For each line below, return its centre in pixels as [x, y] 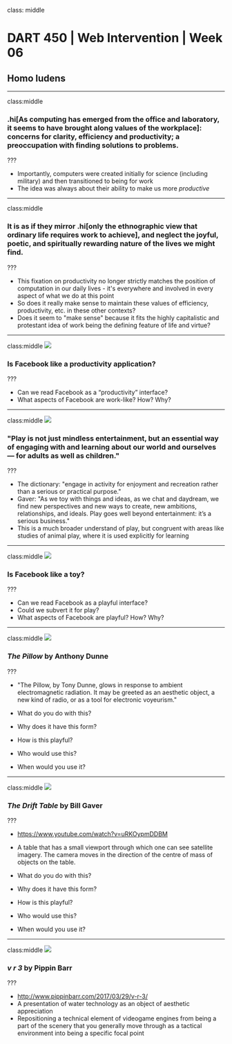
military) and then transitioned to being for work [85, 181]
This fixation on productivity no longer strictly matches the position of [116, 281]
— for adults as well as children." [63, 455]
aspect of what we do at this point [66, 295]
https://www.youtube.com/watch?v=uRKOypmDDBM [92, 834]
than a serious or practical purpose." [69, 492]
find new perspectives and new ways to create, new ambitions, [107, 506]
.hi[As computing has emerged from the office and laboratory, [113, 119]
